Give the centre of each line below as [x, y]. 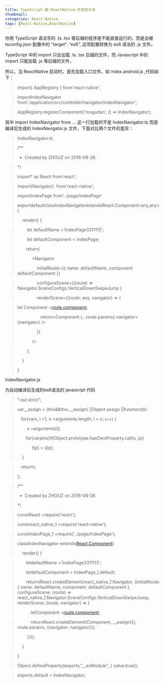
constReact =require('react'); [47, 515]
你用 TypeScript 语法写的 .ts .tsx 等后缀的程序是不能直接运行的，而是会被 [79, 38]
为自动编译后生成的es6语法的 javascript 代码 [50, 390]
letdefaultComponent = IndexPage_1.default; [71, 572]
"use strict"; [29, 400]
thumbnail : [16, 14]
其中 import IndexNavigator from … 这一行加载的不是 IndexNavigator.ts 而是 [82, 122]
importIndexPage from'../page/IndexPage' [60, 196]
